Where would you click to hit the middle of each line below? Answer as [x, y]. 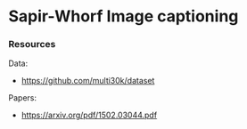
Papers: [23, 98]
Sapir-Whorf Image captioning [123, 16]
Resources [32, 44]
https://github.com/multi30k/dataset [88, 81]
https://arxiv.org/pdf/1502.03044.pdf [89, 115]
